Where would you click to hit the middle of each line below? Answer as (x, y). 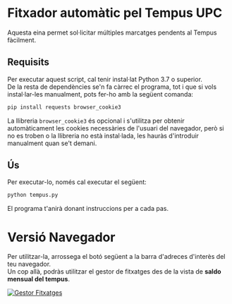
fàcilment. (22, 39)
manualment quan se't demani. (52, 143)
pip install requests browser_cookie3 (64, 107)
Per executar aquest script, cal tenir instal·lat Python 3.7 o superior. (105, 79)
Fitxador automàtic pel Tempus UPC (115, 13)
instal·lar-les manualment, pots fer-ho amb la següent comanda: (100, 94)
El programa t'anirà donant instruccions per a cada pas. (88, 209)
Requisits (28, 62)
